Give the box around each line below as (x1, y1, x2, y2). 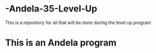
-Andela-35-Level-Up (5, 3, 97, 14)
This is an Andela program (5, 37, 116, 48)
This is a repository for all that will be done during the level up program (5, 19, 151, 25)
